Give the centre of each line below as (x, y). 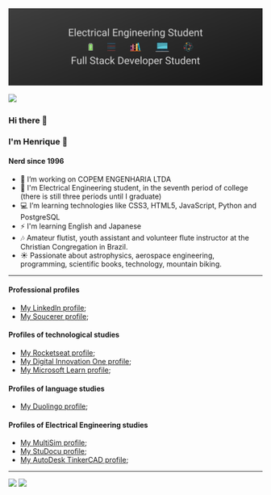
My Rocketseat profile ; (57, 353)
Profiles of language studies (56, 388)
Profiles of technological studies (64, 335)
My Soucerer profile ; (54, 316)
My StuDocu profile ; (53, 451)
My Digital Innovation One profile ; (75, 362)
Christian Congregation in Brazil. (74, 246)
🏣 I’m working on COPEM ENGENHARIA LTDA (96, 179)
